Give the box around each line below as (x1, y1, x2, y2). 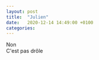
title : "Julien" (6, 14, 49, 20)
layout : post (6, 8, 38, 15)
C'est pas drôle (6, 48, 43, 55)
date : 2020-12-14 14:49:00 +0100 (6, 19, 94, 25)
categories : (6, 25, 35, 31)
